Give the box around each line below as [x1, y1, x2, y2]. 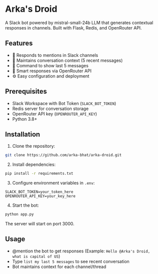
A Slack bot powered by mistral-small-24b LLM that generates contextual [5, 20, 154, 26]
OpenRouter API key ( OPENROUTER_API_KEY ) [12, 110, 97, 116]
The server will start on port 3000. [5, 221, 75, 226]
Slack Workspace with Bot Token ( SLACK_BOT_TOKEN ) [12, 100, 116, 106]
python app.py [5, 212, 34, 217]
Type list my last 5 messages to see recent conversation [12, 258, 130, 264]
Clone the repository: [12, 143, 55, 149]
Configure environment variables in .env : [12, 180, 95, 186]
